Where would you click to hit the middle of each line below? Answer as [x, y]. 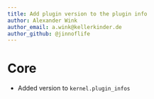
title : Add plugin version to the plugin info [77, 14]
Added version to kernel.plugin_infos [74, 88]
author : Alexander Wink [43, 21]
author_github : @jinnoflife [49, 34]
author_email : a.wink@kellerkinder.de [65, 27]
